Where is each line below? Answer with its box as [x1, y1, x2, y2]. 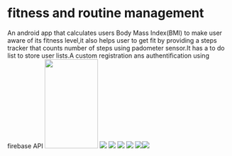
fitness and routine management [7, 5, 204, 21]
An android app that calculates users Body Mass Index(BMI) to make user [7, 28, 222, 37]
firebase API [7, 141, 44, 150]
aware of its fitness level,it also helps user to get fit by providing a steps [7, 36, 218, 44]
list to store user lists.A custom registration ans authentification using [7, 51, 209, 60]
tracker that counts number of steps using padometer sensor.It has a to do [7, 43, 225, 52]
